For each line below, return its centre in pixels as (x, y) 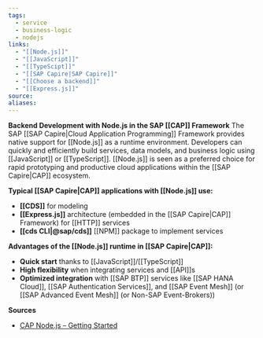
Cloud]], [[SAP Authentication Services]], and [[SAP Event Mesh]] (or (131, 287)
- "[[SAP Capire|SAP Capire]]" (67, 74)
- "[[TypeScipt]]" (46, 67)
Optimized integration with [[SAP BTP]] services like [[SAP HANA (126, 278)
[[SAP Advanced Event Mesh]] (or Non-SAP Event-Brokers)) (117, 295)
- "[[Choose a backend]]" (58, 81)
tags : (17, 15)
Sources (22, 310)
